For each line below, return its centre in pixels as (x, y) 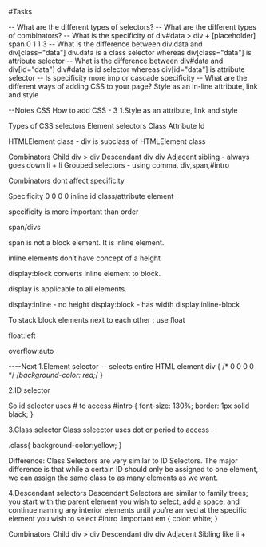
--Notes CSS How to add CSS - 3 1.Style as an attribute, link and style (123, 110)
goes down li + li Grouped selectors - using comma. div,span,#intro (119, 165)
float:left (22, 335)
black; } (21, 414)
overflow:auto (31, 351)
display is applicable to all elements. (67, 289)
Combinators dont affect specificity (67, 180)
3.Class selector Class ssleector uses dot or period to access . (111, 430)
